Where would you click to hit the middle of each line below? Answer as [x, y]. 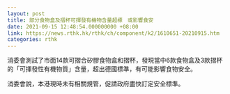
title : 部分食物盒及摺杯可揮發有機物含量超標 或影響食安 [80, 20]
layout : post [26, 14]
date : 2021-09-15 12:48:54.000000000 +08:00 [73, 26]
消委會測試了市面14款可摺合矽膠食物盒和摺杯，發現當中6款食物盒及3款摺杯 [115, 61]
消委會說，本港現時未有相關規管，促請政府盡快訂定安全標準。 [96, 84]
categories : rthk [32, 40]
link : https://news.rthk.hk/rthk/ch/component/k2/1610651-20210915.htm [113, 33]
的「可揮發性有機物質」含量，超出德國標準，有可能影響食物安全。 [102, 69]
